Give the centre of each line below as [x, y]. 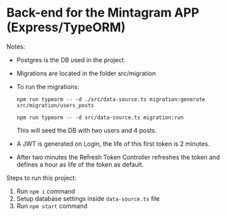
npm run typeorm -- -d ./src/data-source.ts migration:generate [111, 99]
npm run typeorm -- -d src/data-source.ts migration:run [100, 117]
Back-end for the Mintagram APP [103, 13]
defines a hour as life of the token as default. [80, 164]
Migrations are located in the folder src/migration [86, 73]
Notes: [16, 46]
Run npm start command [52, 206]
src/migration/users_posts [55, 105]
